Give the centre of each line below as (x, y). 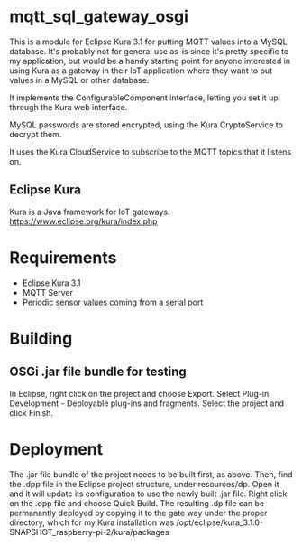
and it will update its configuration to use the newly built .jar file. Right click (148, 494)
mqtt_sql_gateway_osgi (99, 17)
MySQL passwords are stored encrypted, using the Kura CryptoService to (146, 125)
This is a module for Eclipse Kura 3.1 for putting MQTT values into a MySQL (149, 42)
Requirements (63, 257)
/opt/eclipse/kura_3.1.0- (220, 522)
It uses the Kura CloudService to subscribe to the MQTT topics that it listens (150, 152)
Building (41, 339)
